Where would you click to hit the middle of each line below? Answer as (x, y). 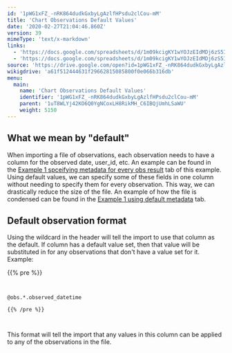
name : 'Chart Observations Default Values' (83, 91)
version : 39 (24, 33)
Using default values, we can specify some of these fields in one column (110, 176)
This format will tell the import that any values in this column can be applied (115, 335)
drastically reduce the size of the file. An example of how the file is (102, 192)
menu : (15, 78)
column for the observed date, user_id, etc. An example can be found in (109, 162)
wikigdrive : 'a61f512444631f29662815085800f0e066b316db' (91, 71)
